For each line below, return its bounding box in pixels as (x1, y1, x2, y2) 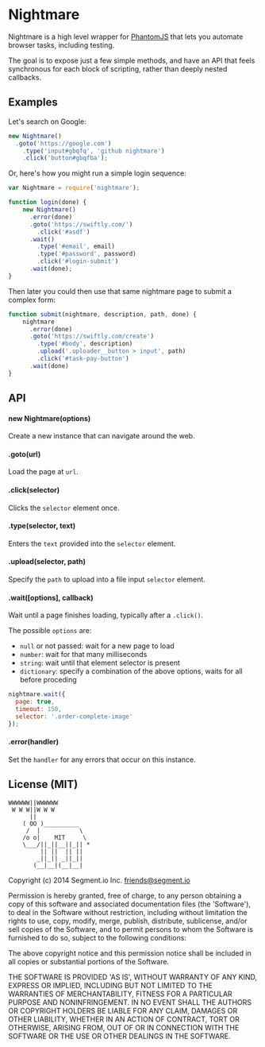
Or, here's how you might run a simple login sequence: (8, 168, 186, 178)
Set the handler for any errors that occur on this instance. (8, 755, 196, 764)
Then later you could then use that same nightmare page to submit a (8, 286, 232, 296)
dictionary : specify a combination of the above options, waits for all (19, 666, 244, 676)
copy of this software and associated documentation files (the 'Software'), (8, 899, 252, 909)
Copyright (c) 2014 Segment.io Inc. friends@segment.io (8, 875, 190, 885)
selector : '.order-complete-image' (15, 713, 133, 721)
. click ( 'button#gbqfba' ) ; (22, 154, 109, 162)
